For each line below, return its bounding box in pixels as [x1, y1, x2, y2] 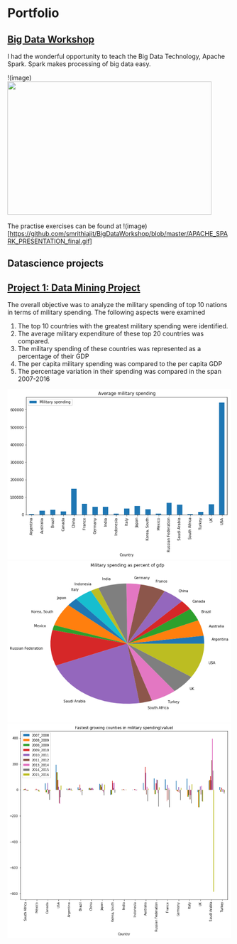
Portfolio [7, 5, 60, 21]
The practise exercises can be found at [7, 222, 122, 230]
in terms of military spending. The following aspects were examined [7, 308, 206, 317]
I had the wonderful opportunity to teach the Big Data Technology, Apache [7, 52, 226, 60]
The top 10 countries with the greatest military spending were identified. [17, 322, 228, 331]
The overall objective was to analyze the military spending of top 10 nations [7, 301, 228, 309]
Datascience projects [7, 257, 104, 269]
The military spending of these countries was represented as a [17, 345, 202, 353]
